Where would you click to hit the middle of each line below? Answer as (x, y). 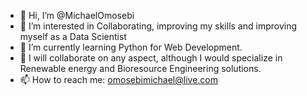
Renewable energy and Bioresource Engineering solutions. (140, 68)
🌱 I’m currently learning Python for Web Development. (131, 47)
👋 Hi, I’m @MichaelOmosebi (77, 15)
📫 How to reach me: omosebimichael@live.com (119, 79)
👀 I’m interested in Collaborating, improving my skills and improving (158, 26)
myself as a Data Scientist (73, 36)
